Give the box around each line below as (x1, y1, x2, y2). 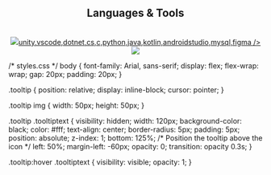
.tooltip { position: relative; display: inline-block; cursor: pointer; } (8, 84, 224, 95)
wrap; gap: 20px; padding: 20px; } (8, 69, 123, 79)
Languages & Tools (86, 6, 185, 20)
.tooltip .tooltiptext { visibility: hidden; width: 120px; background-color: (8, 116, 242, 125)
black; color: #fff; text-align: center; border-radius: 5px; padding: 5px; (8, 124, 240, 134)
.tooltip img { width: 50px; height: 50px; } (8, 100, 145, 110)
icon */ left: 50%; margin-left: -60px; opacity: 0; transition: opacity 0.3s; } (8, 141, 252, 151)
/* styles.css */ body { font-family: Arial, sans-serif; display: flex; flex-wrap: (8, 60, 260, 71)
